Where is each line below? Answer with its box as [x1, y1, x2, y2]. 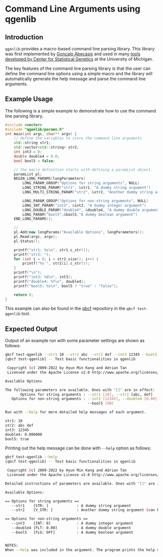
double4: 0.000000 [5, 432, 42, 437]
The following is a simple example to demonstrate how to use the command [5, 108, 156, 113]
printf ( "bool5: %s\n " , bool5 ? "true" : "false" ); [14, 284, 118, 288]
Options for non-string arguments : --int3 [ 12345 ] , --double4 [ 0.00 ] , [11, 397, 160, 401]
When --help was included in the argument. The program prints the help [5, 547, 155, 552]
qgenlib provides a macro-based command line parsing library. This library [5, 46, 155, 51]
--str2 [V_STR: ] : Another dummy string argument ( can [11, 508, 155, 512]
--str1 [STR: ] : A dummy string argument [11, 503, 131, 508]
